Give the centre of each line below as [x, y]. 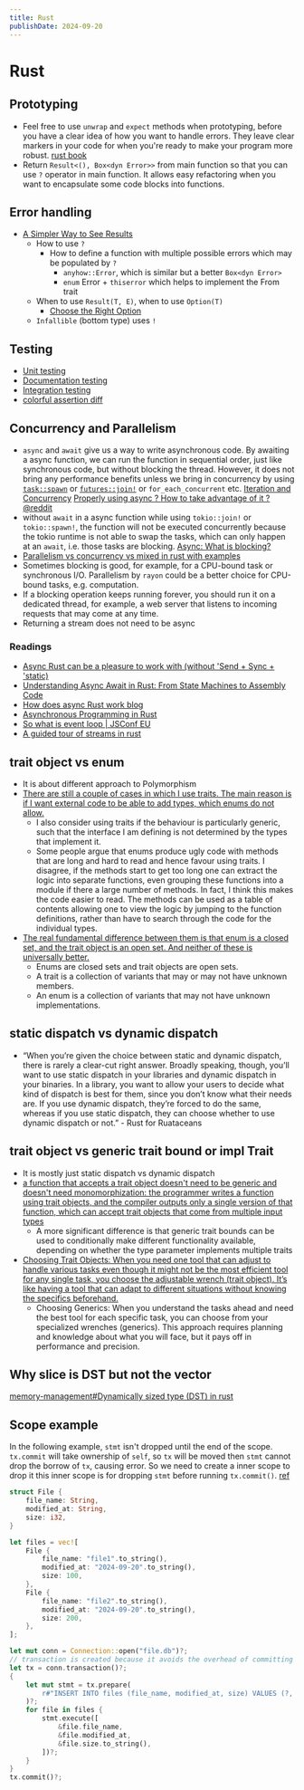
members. [55, 986]
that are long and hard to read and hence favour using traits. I [150, 861]
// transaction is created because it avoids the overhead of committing [152, 1660]
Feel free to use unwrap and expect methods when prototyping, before [152, 126]
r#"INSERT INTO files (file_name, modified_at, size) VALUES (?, [168, 1693]
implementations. [68, 1005]
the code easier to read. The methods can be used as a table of [154, 900]
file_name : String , [62, 1501]
